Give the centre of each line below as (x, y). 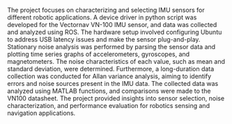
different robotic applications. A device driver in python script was (102, 17)
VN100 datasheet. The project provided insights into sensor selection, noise (116, 98)
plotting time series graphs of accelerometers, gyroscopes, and (99, 54)
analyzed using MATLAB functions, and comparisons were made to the (109, 91)
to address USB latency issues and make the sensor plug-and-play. (104, 39)
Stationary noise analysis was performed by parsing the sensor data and (111, 47)
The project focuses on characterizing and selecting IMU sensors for (106, 10)
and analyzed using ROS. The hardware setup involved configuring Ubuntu (115, 32)
